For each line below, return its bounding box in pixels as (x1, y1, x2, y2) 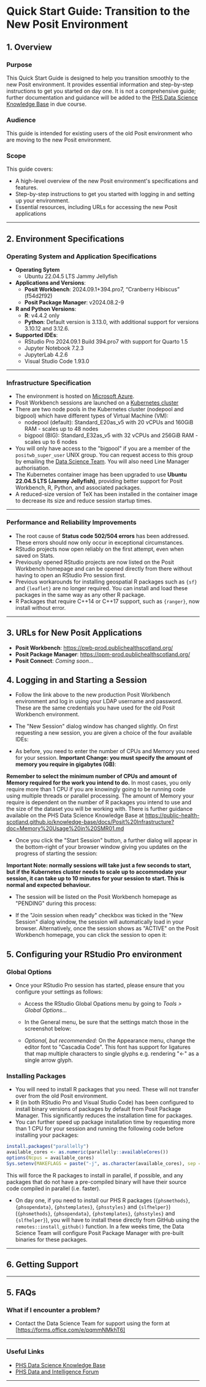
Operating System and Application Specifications (6, 252, 157, 261)
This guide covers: (6, 165, 53, 173)
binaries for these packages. (15, 1236, 88, 1243)
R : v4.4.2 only (24, 312, 60, 319)
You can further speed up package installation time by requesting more (15, 1118, 196, 1126)
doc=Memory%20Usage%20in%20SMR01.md (6, 825, 124, 832)
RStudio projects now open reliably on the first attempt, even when (15, 545, 184, 553)
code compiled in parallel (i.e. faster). (6, 1185, 101, 1192)
